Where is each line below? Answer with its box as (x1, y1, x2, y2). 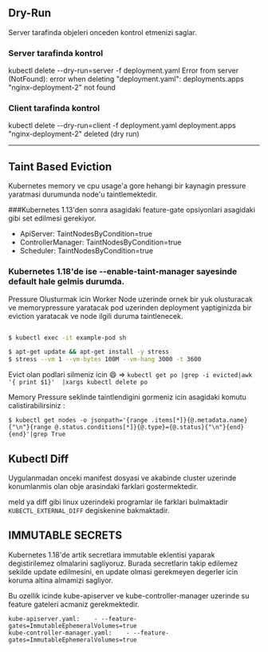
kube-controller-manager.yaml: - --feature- (8, 629, 170, 637)
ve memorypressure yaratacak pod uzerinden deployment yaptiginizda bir (8, 303, 252, 312)
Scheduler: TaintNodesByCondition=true (19, 246, 154, 256)
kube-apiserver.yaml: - (8, 614, 98, 622)
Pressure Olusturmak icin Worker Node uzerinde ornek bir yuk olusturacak (8, 294, 254, 304)
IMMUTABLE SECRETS (8, 529, 122, 543)
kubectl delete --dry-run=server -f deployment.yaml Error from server (8, 66, 239, 75)
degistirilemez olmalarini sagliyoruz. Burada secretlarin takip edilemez (8, 559, 238, 568)
